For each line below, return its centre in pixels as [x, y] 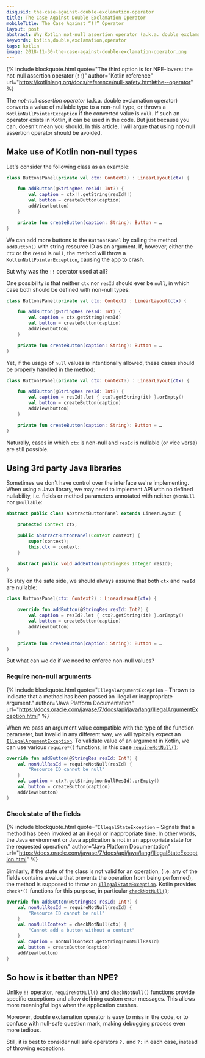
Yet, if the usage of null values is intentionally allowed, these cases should [100, 363]
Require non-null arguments [49, 676]
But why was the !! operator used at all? [57, 271]
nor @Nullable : [24, 502]
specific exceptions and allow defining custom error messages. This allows [101, 999]
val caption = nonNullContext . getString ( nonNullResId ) [88, 942]
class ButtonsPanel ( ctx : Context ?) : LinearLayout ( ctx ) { [81, 599]
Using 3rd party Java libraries [64, 468]
